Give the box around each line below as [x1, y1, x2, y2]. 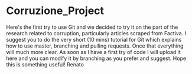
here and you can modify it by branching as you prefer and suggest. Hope [6, 55, 187, 62]
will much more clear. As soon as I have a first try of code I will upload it [6, 48, 181, 55]
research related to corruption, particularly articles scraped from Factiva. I [6, 29, 187, 36]
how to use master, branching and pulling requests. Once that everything [6, 42, 184, 49]
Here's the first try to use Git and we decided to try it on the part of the [6, 23, 178, 31]
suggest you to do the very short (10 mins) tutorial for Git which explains [6, 36, 182, 43]
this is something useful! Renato [6, 60, 84, 68]
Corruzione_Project [6, 4, 105, 18]
